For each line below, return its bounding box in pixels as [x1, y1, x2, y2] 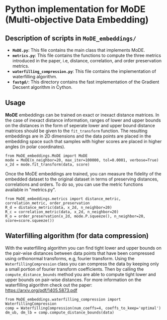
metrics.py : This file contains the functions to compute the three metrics [12, 52, 162, 58]
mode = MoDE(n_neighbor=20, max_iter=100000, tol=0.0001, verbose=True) [5, 158, 159, 162]
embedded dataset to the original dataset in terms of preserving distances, [5, 176, 159, 182]
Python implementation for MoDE [5, 3, 146, 15]
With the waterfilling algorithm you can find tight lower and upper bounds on [5, 245, 162, 251]
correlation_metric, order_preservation [5, 200, 90, 205]
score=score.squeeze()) [5, 218, 55, 223]
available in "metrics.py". [5, 186, 56, 192]
